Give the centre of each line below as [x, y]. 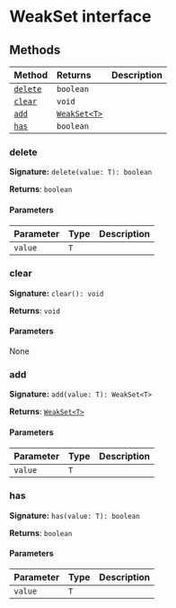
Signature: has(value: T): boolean [75, 515]
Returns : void [35, 310]
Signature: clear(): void [57, 293]
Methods [35, 50]
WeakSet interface [80, 17]
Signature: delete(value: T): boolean [81, 172]
